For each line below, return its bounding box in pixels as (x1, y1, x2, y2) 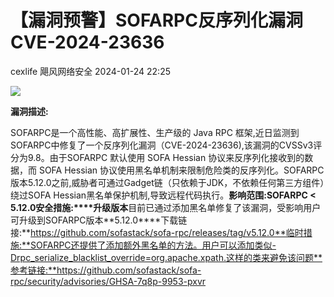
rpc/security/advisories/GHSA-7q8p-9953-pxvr (10, 275, 207, 287)
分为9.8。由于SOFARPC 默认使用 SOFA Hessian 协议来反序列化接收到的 (10, 151, 305, 163)
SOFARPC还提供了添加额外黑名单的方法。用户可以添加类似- (30, 239, 277, 251)
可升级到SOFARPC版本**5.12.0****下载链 (10, 214, 188, 226)
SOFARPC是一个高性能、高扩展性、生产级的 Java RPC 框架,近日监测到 (10, 126, 300, 138)
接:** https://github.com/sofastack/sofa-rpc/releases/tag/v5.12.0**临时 (10, 226, 304, 238)
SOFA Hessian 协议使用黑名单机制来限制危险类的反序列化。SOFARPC (38, 164, 325, 176)
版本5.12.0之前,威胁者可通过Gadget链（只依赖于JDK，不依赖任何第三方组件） (10, 176, 325, 188)
